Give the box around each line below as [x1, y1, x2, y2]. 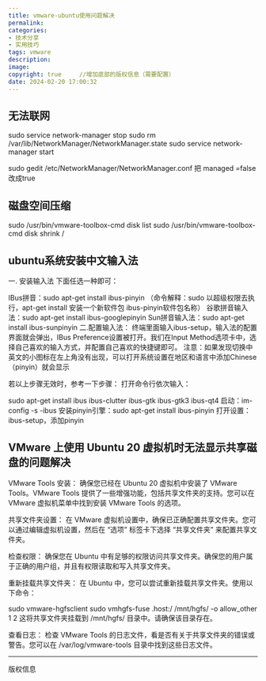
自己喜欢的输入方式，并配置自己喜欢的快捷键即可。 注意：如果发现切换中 [14, 342, 253, 352]
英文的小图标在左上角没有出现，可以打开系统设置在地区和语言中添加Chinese [8, 352, 257, 361]
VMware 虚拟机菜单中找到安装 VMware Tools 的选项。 [8, 498, 185, 507]
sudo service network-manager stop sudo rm [8, 131, 157, 140]
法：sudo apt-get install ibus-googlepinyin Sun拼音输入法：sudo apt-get [8, 312, 245, 322]
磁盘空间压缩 [8, 199, 71, 212]
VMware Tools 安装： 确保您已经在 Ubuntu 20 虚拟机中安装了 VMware [8, 478, 237, 487]
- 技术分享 [8, 33, 40, 42]
